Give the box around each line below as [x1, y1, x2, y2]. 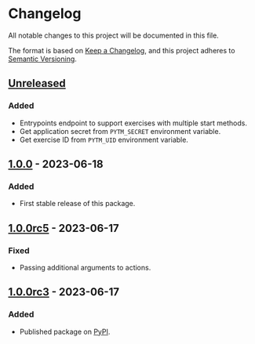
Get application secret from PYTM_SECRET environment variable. [19, 126, 221, 136]
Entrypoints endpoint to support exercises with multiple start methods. [19, 118, 247, 128]
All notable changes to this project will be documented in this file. [8, 31, 220, 40]
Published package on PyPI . [19, 327, 111, 336]
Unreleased [8, 77, 67, 90]
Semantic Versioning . [8, 54, 77, 63]
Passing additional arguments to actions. [19, 263, 151, 272]
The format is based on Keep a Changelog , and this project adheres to [8, 45, 235, 55]
